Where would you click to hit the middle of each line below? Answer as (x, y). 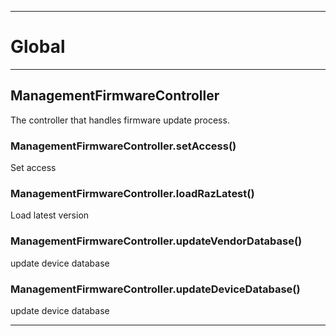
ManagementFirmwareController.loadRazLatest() (132, 193)
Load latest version (50, 215)
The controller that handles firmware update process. (120, 120)
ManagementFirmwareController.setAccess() (123, 146)
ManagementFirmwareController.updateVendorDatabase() (156, 241)
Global (38, 47)
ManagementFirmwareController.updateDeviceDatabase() (155, 289)
